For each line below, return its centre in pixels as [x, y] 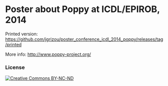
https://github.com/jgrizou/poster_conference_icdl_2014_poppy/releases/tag [84, 39]
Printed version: [22, 34]
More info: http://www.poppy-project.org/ [48, 54]
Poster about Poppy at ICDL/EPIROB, [82, 9]
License [15, 67]
